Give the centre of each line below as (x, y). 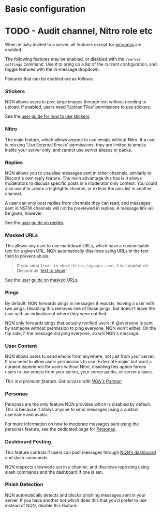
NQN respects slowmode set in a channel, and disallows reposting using (77, 467)
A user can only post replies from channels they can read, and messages (78, 203)
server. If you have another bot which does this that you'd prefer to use (76, 500)
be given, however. (24, 213)
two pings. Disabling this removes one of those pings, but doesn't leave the (80, 308)
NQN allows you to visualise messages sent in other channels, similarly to (78, 173)
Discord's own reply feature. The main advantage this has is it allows (74, 178)
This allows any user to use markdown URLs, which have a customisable (77, 246)
